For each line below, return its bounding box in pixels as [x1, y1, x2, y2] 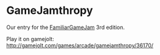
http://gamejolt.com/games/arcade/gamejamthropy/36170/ [6, 42, 154, 49]
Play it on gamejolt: [6, 35, 55, 42]
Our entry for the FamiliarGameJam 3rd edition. [6, 24, 125, 31]
